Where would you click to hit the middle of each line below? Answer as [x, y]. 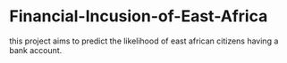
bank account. [36, 50]
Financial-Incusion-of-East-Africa [139, 16]
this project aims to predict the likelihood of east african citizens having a [144, 41]
